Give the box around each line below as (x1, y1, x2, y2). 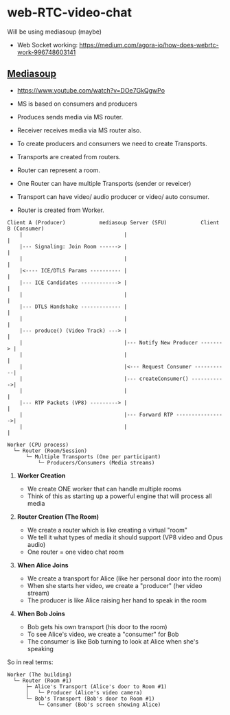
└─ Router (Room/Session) (13, 447, 88, 454)
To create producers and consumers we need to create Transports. (16, 139, 207, 148)
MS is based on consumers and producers (16, 99, 137, 108)
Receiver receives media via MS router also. (16, 126, 142, 134)
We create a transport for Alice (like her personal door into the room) (27, 574, 222, 583)
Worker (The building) (7, 671, 72, 678)
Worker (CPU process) (7, 441, 69, 448)
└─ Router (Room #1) (13, 677, 72, 684)
